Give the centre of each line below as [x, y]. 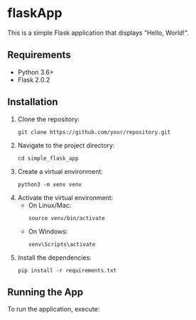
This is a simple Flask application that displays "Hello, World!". [98, 33]
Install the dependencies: [55, 258]
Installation [33, 102]
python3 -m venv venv [49, 184]
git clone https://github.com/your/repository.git [94, 132]
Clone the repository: [49, 119]
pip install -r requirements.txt [67, 270]
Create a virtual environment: [60, 171]
